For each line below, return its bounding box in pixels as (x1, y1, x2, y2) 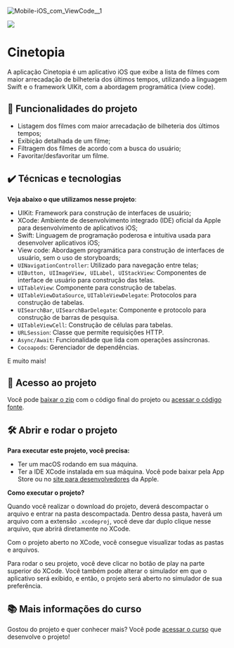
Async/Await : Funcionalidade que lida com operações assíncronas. (17, 335, 210, 344)
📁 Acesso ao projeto (7, 377, 97, 389)
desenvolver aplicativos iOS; (17, 238, 100, 247)
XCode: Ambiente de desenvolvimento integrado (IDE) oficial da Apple (17, 216, 221, 224)
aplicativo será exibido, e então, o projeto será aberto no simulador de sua (7, 574, 223, 583)
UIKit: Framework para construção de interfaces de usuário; (17, 208, 192, 217)
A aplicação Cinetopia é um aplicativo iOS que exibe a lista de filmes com (7, 67, 220, 76)
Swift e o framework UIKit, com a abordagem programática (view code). (7, 82, 216, 91)
